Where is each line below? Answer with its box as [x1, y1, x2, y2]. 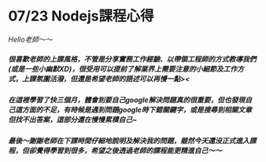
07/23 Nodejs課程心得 [8, 7, 154, 25]
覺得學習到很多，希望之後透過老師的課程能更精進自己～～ [35, 146, 222, 156]
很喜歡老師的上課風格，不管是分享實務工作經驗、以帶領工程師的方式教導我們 [8, 54, 257, 64]
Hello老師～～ [8, 35, 53, 44]
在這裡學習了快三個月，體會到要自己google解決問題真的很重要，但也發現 [8, 95, 246, 105]
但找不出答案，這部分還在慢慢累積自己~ [8, 115, 138, 124]
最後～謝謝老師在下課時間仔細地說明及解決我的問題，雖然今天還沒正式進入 [8, 136, 249, 145]
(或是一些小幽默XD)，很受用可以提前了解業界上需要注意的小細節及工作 [8, 64, 238, 73]
